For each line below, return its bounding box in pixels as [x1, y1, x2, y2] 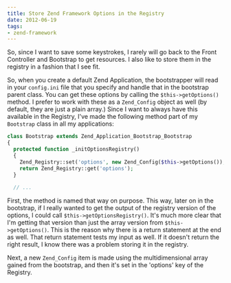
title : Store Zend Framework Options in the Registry [7, 10, 165, 17]
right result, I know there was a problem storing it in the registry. [7, 240, 189, 249]
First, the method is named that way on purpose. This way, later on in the [7, 196, 214, 205]
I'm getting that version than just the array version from [7, 218, 164, 227]
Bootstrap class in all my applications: [7, 120, 115, 128]
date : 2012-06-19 [7, 16, 57, 23]
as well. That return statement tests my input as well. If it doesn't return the [7, 233, 220, 241]
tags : [7, 23, 23, 30]
